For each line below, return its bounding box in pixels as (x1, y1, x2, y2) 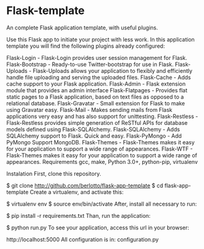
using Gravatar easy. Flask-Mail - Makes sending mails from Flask (6, 106, 173, 113)
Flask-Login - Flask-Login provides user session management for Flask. (6, 54, 187, 61)
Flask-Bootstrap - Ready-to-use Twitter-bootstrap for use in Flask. (6, 61, 174, 68)
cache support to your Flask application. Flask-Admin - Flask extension (6, 80, 186, 87)
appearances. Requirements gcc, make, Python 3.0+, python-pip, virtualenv (6, 158, 198, 165)
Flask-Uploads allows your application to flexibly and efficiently (32, 67, 193, 74)
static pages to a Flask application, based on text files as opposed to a (6, 93, 184, 100)
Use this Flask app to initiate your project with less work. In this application (6, 35, 195, 43)
